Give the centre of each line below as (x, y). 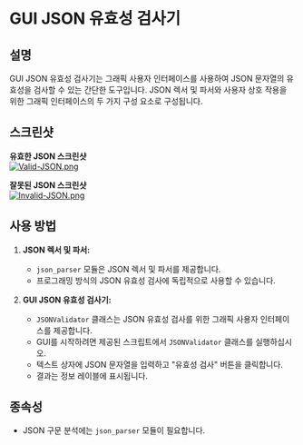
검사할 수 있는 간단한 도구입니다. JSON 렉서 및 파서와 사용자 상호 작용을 (160, 90)
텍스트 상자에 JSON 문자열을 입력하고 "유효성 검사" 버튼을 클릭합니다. (160, 364)
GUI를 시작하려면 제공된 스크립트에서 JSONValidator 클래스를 (145, 341)
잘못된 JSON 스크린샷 (48, 185)
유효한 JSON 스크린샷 (48, 156)
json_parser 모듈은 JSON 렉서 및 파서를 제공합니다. (128, 269)
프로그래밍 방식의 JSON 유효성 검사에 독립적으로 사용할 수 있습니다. (156, 280)
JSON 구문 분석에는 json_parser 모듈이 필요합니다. (114, 430)
